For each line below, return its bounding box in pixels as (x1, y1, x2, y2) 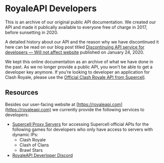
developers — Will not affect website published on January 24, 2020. (5, 49, 144, 55)
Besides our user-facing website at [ (5, 101, 78, 107)
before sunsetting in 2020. (5, 29, 59, 35)
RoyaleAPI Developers (5, 3, 97, 14)
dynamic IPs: (12, 131, 39, 137)
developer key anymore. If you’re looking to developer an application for (5, 69, 150, 75)
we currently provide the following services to (52, 106, 145, 112)
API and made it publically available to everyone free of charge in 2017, (5, 24, 147, 30)
